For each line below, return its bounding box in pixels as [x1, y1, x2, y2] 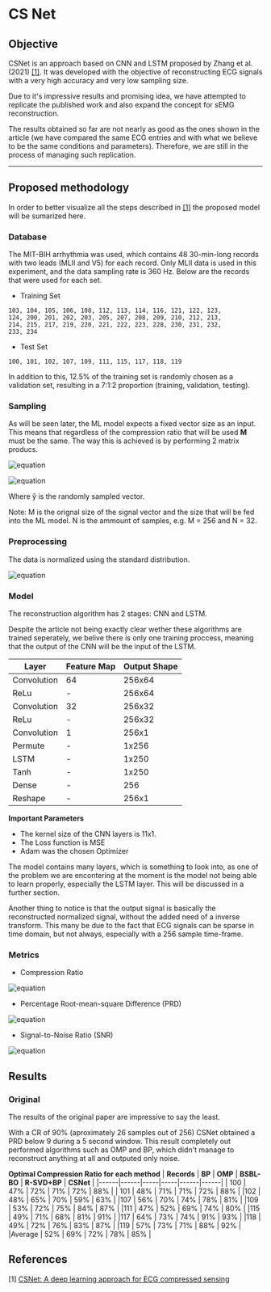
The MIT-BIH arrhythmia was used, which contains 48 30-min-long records [8, 250, 260, 260]
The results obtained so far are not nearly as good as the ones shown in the [8, 125, 261, 133]
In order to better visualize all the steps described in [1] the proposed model [8, 202, 261, 212]
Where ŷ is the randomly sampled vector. [8, 492, 145, 501]
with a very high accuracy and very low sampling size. [8, 76, 189, 85]
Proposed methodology [8, 181, 130, 195]
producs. [8, 445, 39, 454]
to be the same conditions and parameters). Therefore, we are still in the [8, 141, 248, 150]
